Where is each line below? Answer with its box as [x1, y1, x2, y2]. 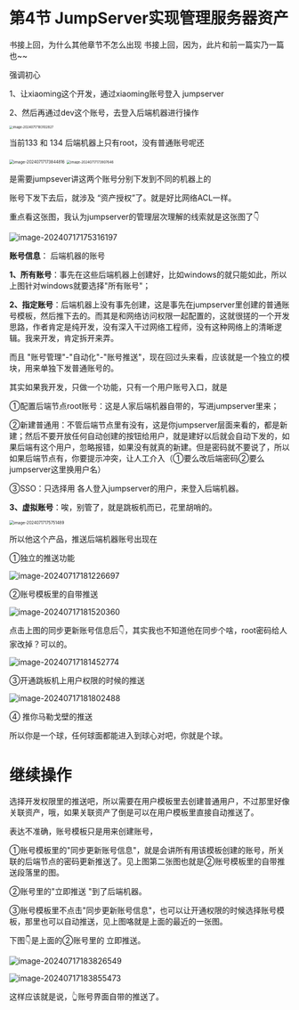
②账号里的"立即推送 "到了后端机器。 [9, 886, 147, 897]
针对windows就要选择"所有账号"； [24, 281, 151, 291]
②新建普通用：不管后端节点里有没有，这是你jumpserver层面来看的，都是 [9, 419, 280, 430]
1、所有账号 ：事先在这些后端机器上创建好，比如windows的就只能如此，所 [9, 269, 279, 281]
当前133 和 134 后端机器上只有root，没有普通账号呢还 [9, 137, 205, 148]
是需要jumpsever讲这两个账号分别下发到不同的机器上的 [9, 174, 212, 184]
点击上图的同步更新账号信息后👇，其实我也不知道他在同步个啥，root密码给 [9, 625, 280, 636]
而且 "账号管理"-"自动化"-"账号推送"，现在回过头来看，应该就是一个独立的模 [9, 352, 290, 362]
